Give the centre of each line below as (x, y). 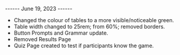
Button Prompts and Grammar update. (61, 33)
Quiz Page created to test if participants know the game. (84, 45)
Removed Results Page (42, 39)
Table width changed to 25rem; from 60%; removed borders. (89, 27)
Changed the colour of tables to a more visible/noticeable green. (94, 20)
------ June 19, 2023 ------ (39, 9)
